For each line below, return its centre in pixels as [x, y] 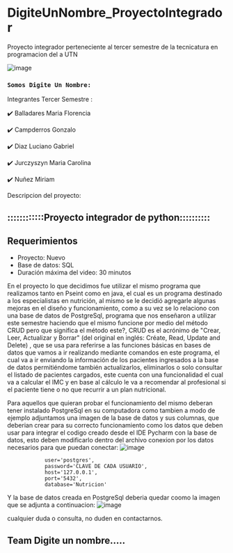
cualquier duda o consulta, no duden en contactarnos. [85, 519]
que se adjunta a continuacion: [51, 505]
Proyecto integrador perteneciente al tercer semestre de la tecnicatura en [113, 47]
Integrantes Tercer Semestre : [50, 100]
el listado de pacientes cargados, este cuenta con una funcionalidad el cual [115, 375]
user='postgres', [70, 460]
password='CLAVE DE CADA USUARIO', [96, 467]
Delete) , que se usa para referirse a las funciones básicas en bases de [109, 345]
